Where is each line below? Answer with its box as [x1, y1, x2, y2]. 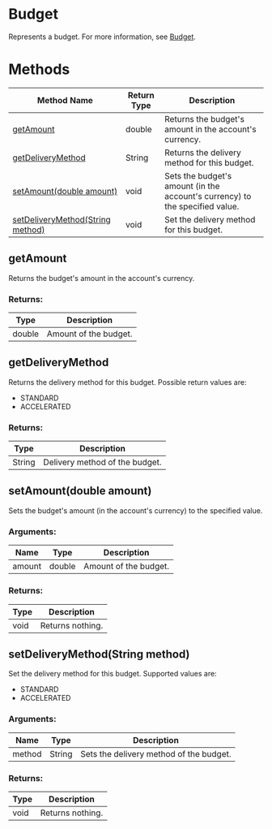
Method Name [36, 94, 93, 106]
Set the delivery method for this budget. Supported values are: [8, 669, 217, 679]
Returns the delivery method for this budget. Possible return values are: [8, 377, 247, 386]
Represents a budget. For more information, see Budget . [8, 32, 197, 41]
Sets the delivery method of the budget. [80, 748, 232, 759]
